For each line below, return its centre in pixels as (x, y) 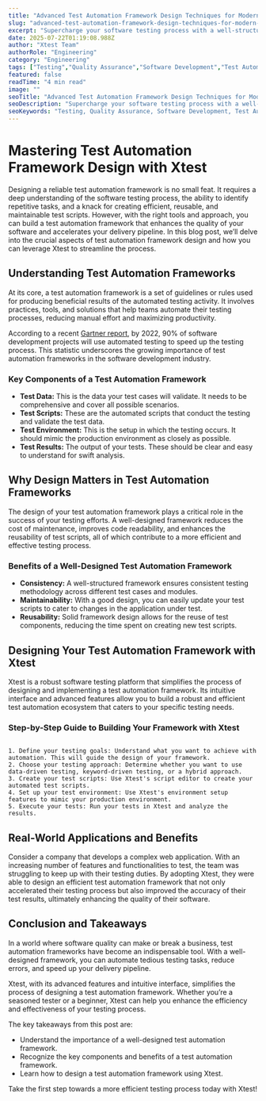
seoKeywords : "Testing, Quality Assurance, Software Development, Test (129, 112)
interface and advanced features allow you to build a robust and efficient (127, 698)
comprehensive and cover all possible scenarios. (99, 405)
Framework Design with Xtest (108, 168)
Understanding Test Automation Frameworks (122, 273)
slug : (17, 23)
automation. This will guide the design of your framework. (110, 758)
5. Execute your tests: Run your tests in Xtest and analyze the (118, 807)
